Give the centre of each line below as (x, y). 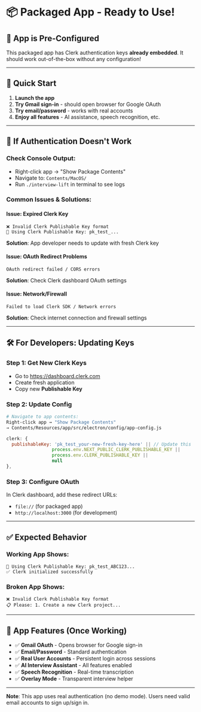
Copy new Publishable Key (48, 389)
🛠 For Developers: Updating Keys (70, 343)
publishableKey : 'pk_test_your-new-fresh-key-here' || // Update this (101, 444)
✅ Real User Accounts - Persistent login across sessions (85, 658)
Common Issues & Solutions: (49, 200)
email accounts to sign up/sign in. (48, 702)
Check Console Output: (41, 159)
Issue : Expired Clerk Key (37, 214)
